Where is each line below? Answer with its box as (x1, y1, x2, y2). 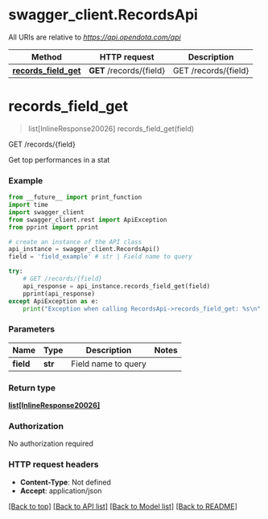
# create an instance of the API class (8, 237, 142, 246)
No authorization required (8, 439, 94, 448)
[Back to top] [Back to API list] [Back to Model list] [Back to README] (8, 501, 237, 511)
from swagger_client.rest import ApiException (8, 216, 167, 224)
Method (31, 51, 63, 62)
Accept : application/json (19, 485, 102, 496)
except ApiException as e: (8, 297, 99, 305)
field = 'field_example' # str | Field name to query (8, 253, 193, 261)
